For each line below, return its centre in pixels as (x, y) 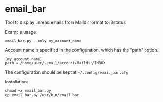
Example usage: (21, 32)
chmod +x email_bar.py (28, 91)
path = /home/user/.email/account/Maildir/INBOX (55, 63)
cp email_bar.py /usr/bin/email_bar (42, 95)
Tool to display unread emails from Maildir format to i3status (65, 22)
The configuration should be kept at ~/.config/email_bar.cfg (66, 72)
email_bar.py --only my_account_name (43, 41)
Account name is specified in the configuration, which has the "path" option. (82, 50)
